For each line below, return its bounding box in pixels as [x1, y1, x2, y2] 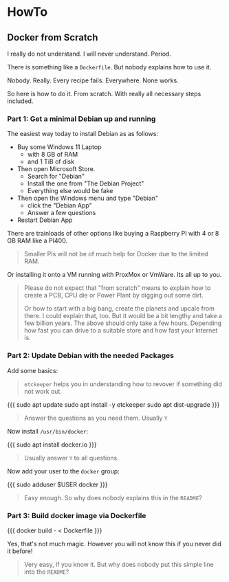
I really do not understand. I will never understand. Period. [7, 49, 172, 58]
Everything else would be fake [27, 187, 113, 195]
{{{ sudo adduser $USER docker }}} [7, 480, 108, 489]
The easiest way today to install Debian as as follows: [7, 130, 158, 138]
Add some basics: [7, 366, 58, 374]
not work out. [23, 387, 62, 395]
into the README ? [23, 568, 69, 576]
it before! [7, 547, 33, 555]
